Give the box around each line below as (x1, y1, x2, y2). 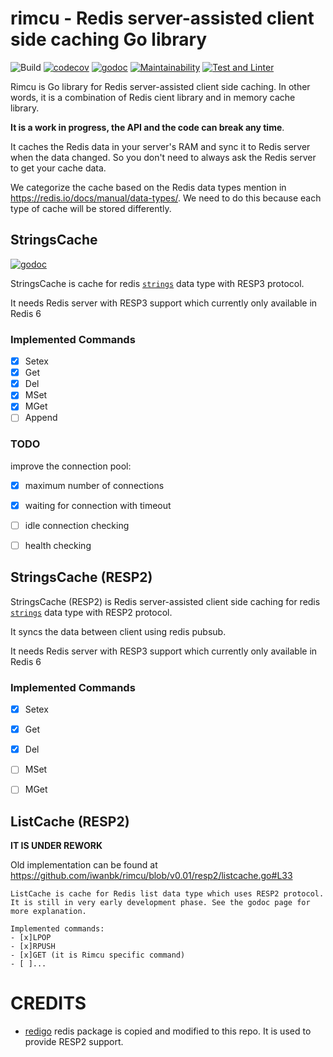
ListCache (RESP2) (10, 813, 130, 830)
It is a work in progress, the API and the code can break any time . (10, 121, 285, 133)
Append (24, 412, 58, 424)
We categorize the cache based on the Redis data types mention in (10, 181, 287, 193)
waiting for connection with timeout (24, 499, 172, 511)
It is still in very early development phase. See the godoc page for (10, 898, 311, 908)
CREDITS (10, 992, 87, 1015)
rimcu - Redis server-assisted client (10, 7, 315, 30)
